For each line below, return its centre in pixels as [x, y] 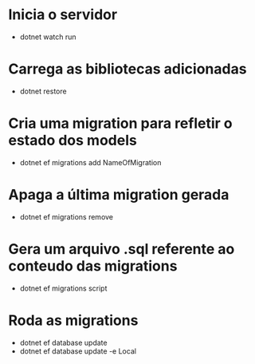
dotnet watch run [48, 37]
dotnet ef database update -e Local [78, 351]
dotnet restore [43, 91]
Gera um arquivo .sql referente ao [122, 249]
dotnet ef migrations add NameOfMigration [90, 162]
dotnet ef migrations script [63, 288]
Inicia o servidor [63, 15]
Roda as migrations [73, 320]
